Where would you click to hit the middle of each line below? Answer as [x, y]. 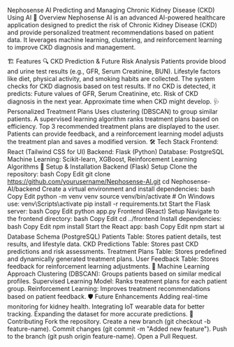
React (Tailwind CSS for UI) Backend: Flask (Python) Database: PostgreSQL [116, 152]
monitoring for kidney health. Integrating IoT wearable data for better [106, 306]
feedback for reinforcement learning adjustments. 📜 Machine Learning [108, 266]
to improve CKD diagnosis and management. [72, 47]
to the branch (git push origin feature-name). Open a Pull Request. [102, 336]
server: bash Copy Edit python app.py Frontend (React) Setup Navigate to [114, 211]
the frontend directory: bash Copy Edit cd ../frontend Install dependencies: [115, 219]
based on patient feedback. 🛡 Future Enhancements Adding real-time [108, 296]
